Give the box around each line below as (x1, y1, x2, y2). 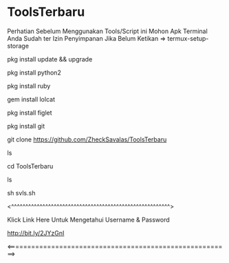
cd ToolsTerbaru (7, 162, 54, 170)
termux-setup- (167, 34, 209, 42)
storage (7, 41, 30, 50)
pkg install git (7, 121, 45, 130)
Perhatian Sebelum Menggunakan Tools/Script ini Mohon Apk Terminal (7, 27, 208, 35)
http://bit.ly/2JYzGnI (7, 228, 65, 237)
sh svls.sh (7, 188, 36, 197)
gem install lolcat (7, 95, 55, 104)
